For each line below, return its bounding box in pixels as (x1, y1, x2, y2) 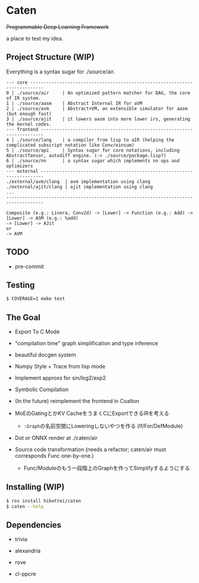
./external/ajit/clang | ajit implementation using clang (6, 184, 153, 190)
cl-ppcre (14, 570, 36, 578)
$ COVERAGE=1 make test (6, 296, 66, 302)
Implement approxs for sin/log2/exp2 (14, 374, 106, 382)
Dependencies (6, 520, 61, 531)
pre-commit (14, 263, 44, 270)
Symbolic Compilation (14, 386, 69, 393)
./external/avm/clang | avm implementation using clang (6, 178, 151, 185)
